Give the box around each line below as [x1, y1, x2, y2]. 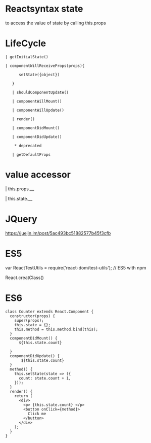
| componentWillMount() [12, 98, 62, 104]
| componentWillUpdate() [12, 108, 65, 113]
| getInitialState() [5, 54, 49, 59]
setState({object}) [18, 72, 60, 77]
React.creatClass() [5, 275, 44, 281]
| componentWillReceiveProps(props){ [5, 63, 85, 69]
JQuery [5, 214, 37, 225]
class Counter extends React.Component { [5, 309, 94, 314]
